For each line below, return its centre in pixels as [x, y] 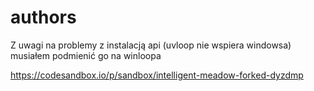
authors [43, 17]
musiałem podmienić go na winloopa [86, 55]
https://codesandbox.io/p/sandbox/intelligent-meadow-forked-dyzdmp [157, 75]
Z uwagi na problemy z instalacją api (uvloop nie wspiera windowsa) [151, 45]
